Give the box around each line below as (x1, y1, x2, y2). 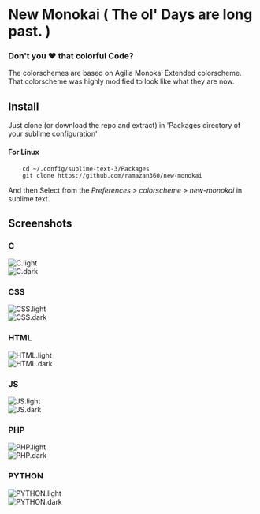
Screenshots (8, 216, 72, 230)
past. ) (8, 22, 51, 40)
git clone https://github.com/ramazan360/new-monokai (22, 171, 202, 179)
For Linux (8, 147, 39, 156)
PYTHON (8, 471, 43, 482)
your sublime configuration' (8, 129, 98, 139)
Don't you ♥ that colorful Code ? (8, 51, 134, 62)
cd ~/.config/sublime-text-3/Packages (22, 164, 150, 173)
